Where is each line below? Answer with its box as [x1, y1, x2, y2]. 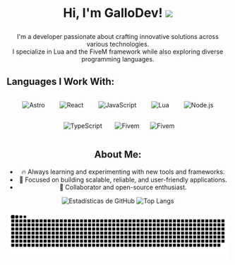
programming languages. [81, 55, 155, 64]
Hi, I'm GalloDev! [62, 5, 163, 21]
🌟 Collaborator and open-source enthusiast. [59, 182, 188, 192]
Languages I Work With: [6, 76, 115, 88]
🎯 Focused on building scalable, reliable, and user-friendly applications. [19, 175, 227, 184]
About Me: [94, 148, 142, 160]
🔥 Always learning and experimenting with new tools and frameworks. [21, 167, 225, 176]
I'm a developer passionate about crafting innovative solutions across [16, 33, 219, 41]
